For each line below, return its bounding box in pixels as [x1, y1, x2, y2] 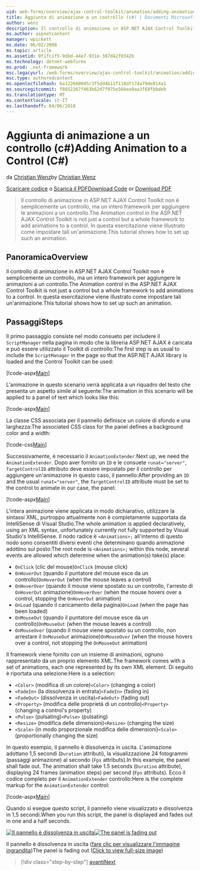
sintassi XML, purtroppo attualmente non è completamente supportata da [6, 514, 186, 521]
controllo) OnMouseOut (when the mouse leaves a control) [14, 621, 152, 628]
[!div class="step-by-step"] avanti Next [20, 858, 116, 866]
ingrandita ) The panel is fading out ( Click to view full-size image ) [6, 847, 164, 854]
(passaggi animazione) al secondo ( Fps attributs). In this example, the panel [6, 757, 190, 764]
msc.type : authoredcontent [6, 75, 73, 81]
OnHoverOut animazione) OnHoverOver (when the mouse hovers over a [14, 588, 182, 596]
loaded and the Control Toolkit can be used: [6, 358, 114, 365]
